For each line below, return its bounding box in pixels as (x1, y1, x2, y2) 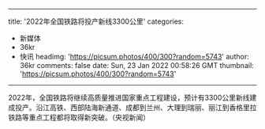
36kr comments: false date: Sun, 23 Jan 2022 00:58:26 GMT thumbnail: (19, 61, 254, 70)
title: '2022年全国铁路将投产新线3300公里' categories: (8, 17, 184, 26)
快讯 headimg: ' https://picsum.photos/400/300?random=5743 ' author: (19, 52, 250, 61)
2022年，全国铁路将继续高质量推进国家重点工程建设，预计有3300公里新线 (8, 93, 250, 102)
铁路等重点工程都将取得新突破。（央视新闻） (8, 112, 150, 122)
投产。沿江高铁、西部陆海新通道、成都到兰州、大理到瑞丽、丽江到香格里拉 (14, 103, 257, 112)
